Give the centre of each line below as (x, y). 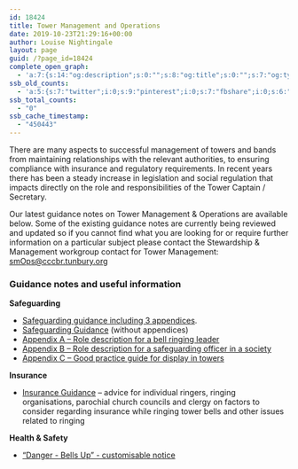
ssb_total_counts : (43, 100)
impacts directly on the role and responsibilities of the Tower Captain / (137, 188)
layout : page (33, 51)
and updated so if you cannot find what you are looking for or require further (149, 233)
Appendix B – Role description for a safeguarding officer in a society (147, 349)
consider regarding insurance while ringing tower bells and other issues (153, 411)
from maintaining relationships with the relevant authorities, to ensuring (139, 159)
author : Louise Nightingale (61, 42)
